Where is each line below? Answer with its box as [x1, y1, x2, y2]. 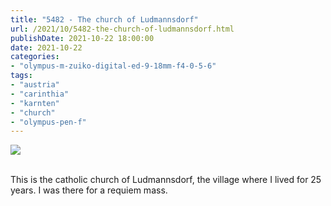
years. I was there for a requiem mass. [10, 184, 168, 196]
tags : [10, 71, 33, 81]
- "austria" [10, 80, 60, 90]
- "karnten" [10, 98, 60, 108]
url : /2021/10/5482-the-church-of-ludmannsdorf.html [10, 24, 235, 34]
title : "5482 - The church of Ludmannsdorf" [10, 14, 199, 25]
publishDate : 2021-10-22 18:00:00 [10, 33, 155, 43]
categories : [10, 52, 60, 62]
